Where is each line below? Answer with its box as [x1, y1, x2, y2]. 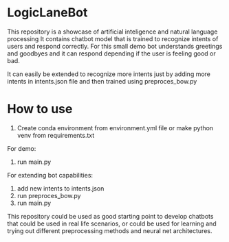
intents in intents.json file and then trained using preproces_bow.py [7, 77, 197, 85]
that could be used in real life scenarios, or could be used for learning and [7, 219, 217, 228]
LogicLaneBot [7, 5, 88, 21]
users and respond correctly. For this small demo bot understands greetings [7, 42, 223, 50]
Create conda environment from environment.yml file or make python [17, 123, 214, 132]
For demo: [7, 144, 36, 152]
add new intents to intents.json [17, 184, 105, 193]
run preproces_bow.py [17, 191, 81, 199]
